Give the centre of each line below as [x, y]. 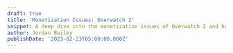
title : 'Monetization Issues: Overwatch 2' [71, 20]
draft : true [24, 13]
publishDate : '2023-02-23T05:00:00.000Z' [68, 39]
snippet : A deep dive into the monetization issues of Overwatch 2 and [113, 26]
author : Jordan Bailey [40, 33]
